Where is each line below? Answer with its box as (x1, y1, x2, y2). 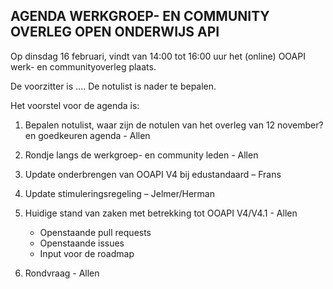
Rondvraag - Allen (24, 267, 100, 279)
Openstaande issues (39, 237, 125, 249)
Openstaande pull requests (39, 226, 152, 238)
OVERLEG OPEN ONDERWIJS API (10, 24, 220, 41)
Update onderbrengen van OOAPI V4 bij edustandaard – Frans (24, 168, 282, 180)
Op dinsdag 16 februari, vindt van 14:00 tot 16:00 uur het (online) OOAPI (10, 50, 306, 62)
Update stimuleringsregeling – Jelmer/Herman (24, 187, 215, 199)
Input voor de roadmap (39, 247, 135, 259)
